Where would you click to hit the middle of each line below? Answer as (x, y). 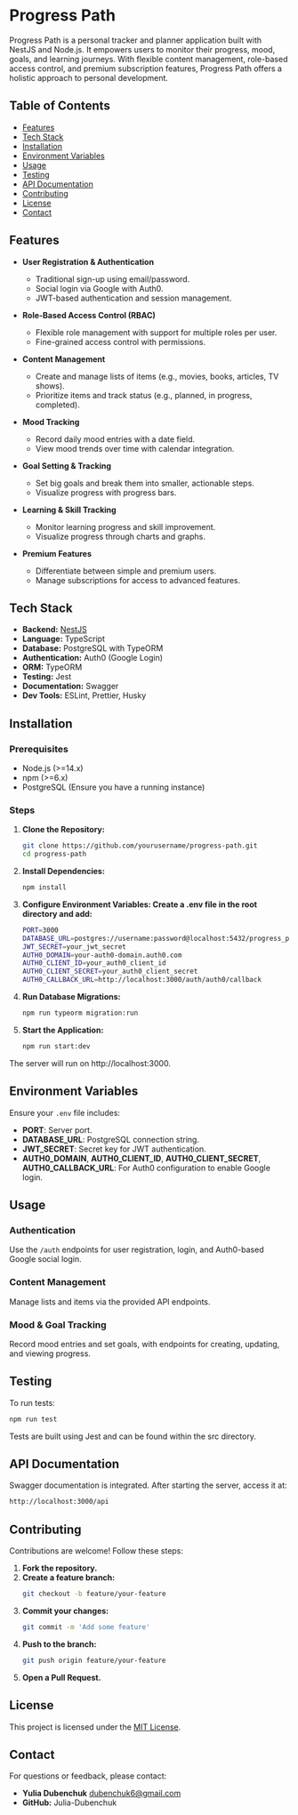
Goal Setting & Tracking (67, 466)
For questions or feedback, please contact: (88, 1776)
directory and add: (57, 913)
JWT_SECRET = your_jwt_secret (74, 947)
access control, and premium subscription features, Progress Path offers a (146, 68)
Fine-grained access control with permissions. (121, 341)
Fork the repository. (60, 1568)
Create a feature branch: (68, 1578)
